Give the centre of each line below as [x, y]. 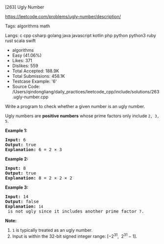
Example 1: [16, 131]
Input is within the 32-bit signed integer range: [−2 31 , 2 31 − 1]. [75, 236]
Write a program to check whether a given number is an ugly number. [75, 106]
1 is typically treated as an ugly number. [52, 230]
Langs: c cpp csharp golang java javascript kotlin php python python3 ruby [81, 35]
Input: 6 [15, 140]
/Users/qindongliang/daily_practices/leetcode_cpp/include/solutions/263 [86, 92]
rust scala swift [20, 41]
